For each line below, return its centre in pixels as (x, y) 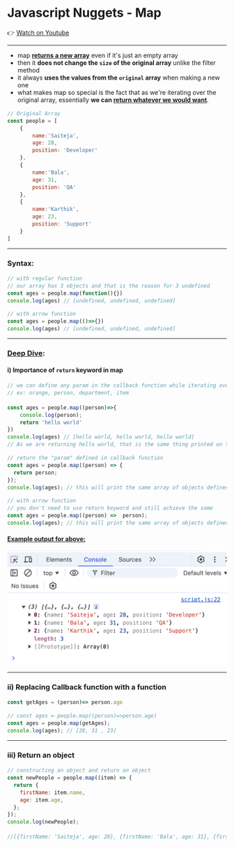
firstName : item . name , (53, 793)
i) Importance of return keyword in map (65, 370)
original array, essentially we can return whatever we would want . (113, 100)
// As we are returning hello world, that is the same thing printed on (115, 445)
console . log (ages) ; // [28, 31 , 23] (62, 730)
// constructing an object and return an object (79, 771)
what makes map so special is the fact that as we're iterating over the (117, 92)
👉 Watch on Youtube (38, 32)
